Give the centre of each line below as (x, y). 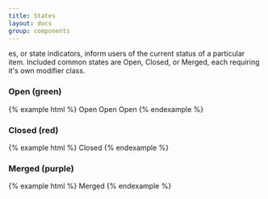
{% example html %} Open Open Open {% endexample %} (106, 109)
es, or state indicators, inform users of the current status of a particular (127, 54)
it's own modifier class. (47, 71)
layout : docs (30, 23)
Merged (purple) (41, 168)
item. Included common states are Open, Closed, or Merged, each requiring (134, 62)
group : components (39, 31)
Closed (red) (33, 130)
